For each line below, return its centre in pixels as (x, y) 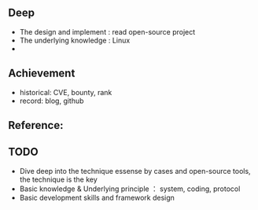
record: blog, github (52, 101)
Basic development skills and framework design (97, 197)
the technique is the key (59, 179)
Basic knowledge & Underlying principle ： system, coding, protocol (130, 189)
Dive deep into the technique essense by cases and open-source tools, (135, 171)
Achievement (42, 74)
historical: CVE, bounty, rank (66, 92)
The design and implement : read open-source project (107, 31)
